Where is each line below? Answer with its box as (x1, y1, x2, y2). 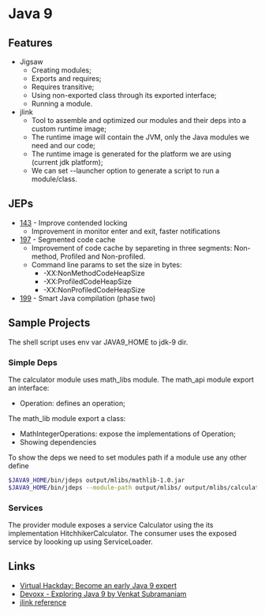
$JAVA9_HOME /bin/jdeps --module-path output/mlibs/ (8, 483, 181, 491)
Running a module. (31, 99, 93, 108)
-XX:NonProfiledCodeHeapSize (43, 285, 146, 294)
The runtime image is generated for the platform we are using (31, 149, 231, 158)
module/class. (31, 174, 77, 184)
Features (8, 36, 53, 50)
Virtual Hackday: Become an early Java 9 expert (19, 580, 177, 590)
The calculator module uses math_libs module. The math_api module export (8, 375, 255, 384)
